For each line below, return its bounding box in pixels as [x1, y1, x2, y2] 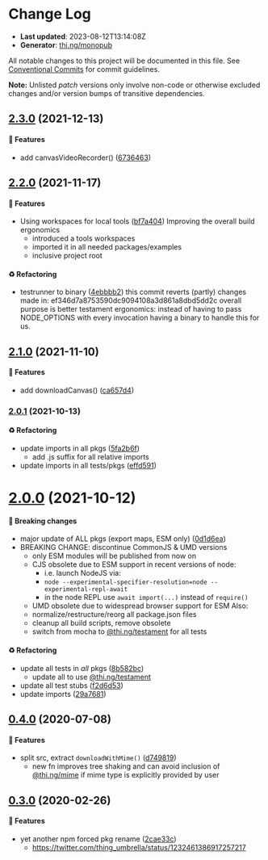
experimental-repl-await [44, 585, 128, 594]
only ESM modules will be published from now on [31, 551, 196, 561]
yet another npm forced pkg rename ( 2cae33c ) [19, 833, 177, 844]
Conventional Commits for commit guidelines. [8, 64, 160, 73]
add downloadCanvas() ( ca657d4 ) [19, 385, 135, 395]
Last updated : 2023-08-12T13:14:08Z [19, 31, 147, 41]
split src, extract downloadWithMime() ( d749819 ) [19, 753, 177, 763]
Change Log [8, 5, 91, 23]
